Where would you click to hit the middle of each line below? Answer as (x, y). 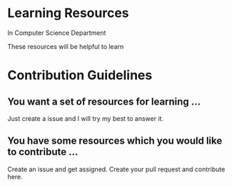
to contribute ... (43, 152)
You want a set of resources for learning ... (104, 101)
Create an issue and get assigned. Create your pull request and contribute (116, 169)
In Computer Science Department (57, 33)
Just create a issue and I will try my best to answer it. (86, 118)
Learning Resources (68, 13)
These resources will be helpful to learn (66, 46)
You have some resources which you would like (115, 141)
